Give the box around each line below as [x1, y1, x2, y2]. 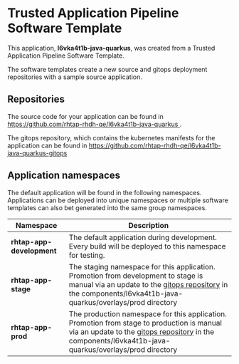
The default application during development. [68, 232, 217, 242]
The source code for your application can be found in [7, 112, 164, 120]
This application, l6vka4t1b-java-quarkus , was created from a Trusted [7, 43, 216, 52]
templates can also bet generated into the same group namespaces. [7, 203, 208, 212]
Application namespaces [7, 170, 121, 182]
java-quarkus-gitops [7, 148, 68, 157]
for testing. [68, 250, 105, 260]
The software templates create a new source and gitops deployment [7, 65, 208, 73]
